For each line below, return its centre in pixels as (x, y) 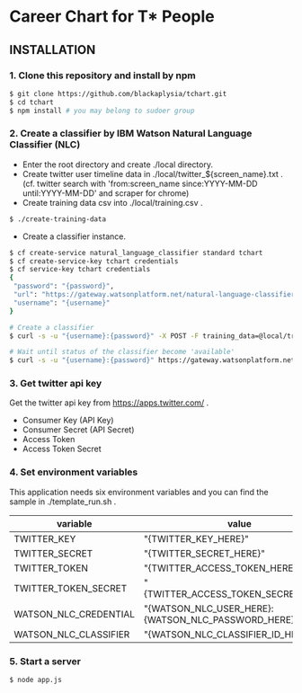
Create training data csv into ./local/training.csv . (113, 202)
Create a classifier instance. (74, 236)
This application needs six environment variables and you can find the (139, 492)
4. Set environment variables (74, 472)
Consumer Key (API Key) (68, 421)
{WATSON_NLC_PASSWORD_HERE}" (221, 619)
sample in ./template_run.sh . (63, 502)
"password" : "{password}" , (64, 286)
